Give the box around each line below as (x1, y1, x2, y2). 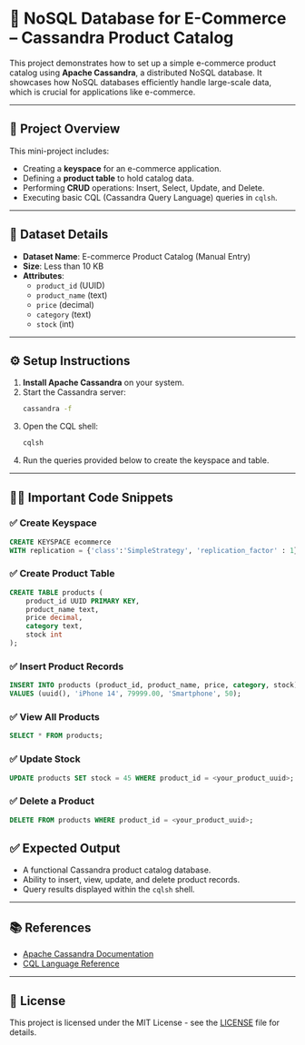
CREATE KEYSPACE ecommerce (9, 537, 112, 547)
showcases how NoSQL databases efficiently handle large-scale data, (9, 76, 272, 87)
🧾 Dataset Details (9, 227, 109, 242)
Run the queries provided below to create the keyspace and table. (22, 455, 270, 466)
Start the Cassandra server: (22, 387, 126, 398)
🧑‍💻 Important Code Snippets (9, 489, 174, 505)
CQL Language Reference (22, 958, 120, 970)
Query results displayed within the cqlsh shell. (22, 884, 195, 895)
